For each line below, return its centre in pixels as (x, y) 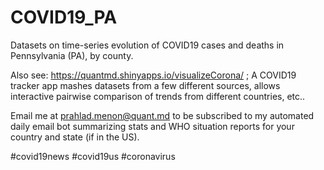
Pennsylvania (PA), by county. (72, 55)
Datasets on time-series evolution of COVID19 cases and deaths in (147, 45)
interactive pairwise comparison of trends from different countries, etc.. (158, 96)
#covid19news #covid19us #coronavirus (93, 156)
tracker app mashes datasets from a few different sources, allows (145, 85)
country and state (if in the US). (75, 137)
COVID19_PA (64, 17)
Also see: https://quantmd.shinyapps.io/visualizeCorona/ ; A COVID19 (153, 75)
